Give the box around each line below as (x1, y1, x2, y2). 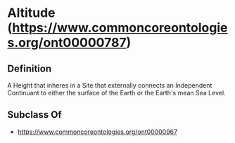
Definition (7, 62, 51, 74)
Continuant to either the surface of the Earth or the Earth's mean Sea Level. (7, 89, 227, 97)
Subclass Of (7, 109, 62, 121)
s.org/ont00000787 (7, 35, 127, 50)
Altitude (7, 5, 56, 21)
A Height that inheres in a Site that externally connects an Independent (7, 81, 212, 89)
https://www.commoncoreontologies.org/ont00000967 (17, 128, 178, 136)
